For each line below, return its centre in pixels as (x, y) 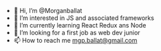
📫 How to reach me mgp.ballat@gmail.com (75, 40)
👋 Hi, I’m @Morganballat (48, 11)
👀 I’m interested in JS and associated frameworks (84, 18)
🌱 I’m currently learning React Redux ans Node (80, 25)
